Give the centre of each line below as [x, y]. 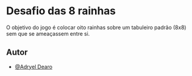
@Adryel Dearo [33, 66]
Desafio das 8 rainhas [61, 11]
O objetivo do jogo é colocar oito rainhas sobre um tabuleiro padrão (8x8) [96, 27]
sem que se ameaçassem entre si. [48, 33]
